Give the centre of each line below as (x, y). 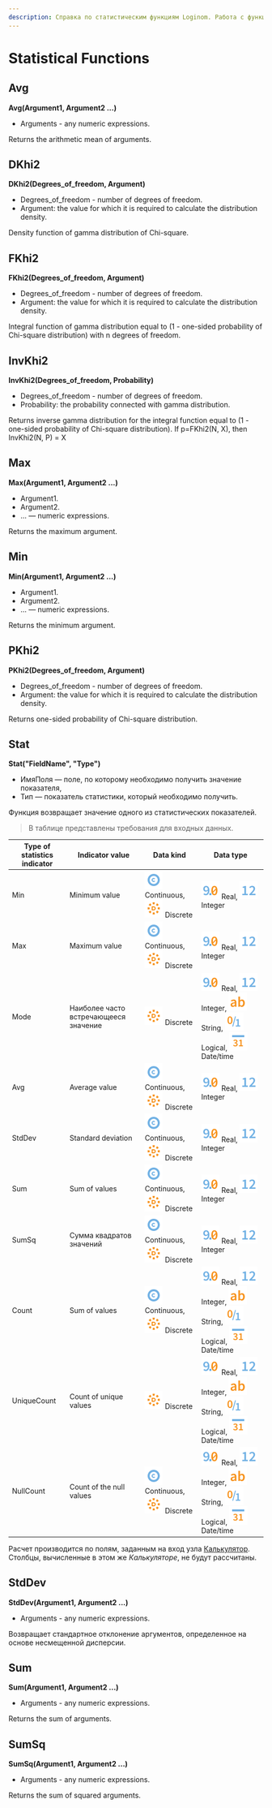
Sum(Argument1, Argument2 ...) (64, 1687)
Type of (37, 846)
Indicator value (104, 854)
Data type (231, 854)
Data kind (169, 854)
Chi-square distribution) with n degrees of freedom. (95, 335)
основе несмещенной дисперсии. (67, 1642)
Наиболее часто (97, 1008)
